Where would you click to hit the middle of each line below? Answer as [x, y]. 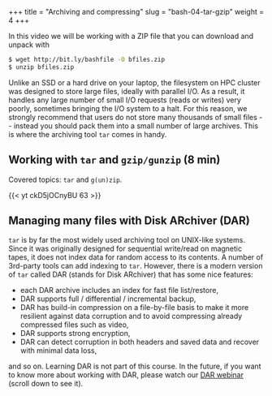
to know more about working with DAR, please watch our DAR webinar [126, 375]
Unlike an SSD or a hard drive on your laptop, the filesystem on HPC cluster [135, 82]
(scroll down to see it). [46, 384]
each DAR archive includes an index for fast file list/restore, [119, 291]
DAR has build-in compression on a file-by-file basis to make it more [134, 308]
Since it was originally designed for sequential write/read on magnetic [125, 249]
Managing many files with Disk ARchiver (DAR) [129, 220]
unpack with [29, 45]
